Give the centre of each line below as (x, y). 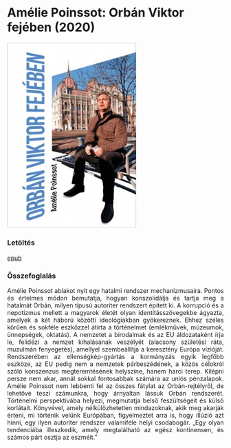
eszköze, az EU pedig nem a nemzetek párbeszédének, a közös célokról (115, 364)
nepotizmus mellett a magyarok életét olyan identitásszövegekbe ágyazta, (115, 313)
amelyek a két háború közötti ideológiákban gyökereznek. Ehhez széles (115, 320)
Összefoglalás (32, 276)
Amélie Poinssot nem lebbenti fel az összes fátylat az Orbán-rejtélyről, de (115, 386)
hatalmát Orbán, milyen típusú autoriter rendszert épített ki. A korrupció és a (115, 305)
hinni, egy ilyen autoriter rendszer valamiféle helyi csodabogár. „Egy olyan (115, 422)
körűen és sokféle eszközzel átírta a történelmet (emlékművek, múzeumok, (115, 327)
